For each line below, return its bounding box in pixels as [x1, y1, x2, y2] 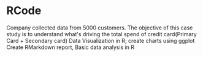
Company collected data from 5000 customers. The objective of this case [6, 24, 193, 31]
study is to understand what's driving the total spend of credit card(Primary [6, 30, 197, 37]
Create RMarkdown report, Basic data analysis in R [6, 44, 135, 51]
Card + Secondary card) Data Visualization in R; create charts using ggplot [6, 37, 195, 44]
